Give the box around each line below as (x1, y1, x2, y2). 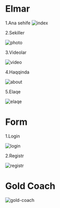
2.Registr (5, 153, 24, 159)
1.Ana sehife (5, 20, 31, 26)
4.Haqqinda (5, 69, 30, 75)
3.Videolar (5, 49, 27, 55)
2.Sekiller (5, 29, 25, 36)
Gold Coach (5, 181, 55, 192)
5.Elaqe (5, 88, 21, 94)
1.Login (5, 133, 20, 139)
